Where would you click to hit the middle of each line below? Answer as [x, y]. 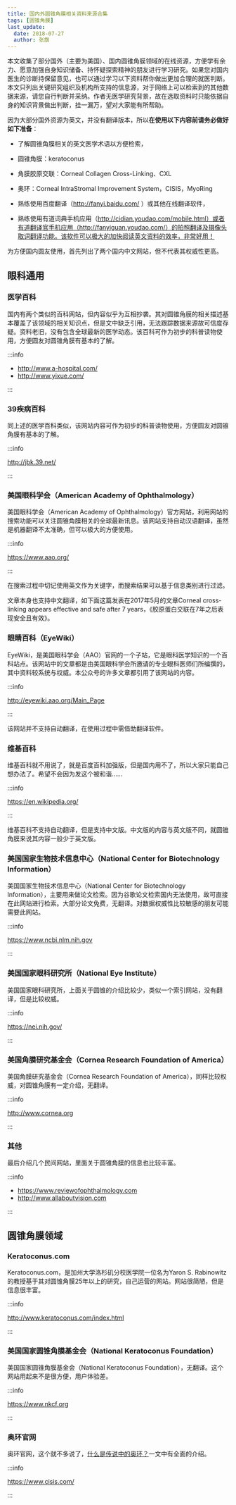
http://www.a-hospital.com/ [58, 368]
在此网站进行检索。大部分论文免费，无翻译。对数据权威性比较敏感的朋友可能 [118, 903]
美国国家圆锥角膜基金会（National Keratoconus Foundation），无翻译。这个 [116, 1368]
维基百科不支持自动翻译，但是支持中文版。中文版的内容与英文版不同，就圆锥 [118, 830]
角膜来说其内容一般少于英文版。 [53, 838]
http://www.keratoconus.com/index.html [66, 1318]
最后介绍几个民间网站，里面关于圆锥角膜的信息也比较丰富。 [93, 1163]
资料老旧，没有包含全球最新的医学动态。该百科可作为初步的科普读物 [118, 331]
